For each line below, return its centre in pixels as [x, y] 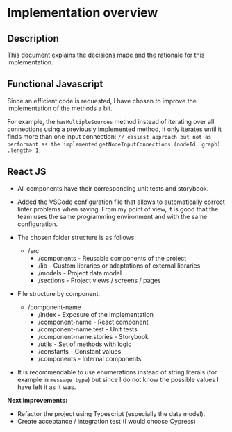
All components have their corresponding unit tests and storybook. [113, 188]
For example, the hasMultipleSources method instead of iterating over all [111, 121]
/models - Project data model [80, 273]
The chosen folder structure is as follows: [77, 237]
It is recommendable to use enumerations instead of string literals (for [117, 372]
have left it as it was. [47, 387]
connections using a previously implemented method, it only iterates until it [115, 129]
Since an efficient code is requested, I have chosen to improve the [102, 101]
